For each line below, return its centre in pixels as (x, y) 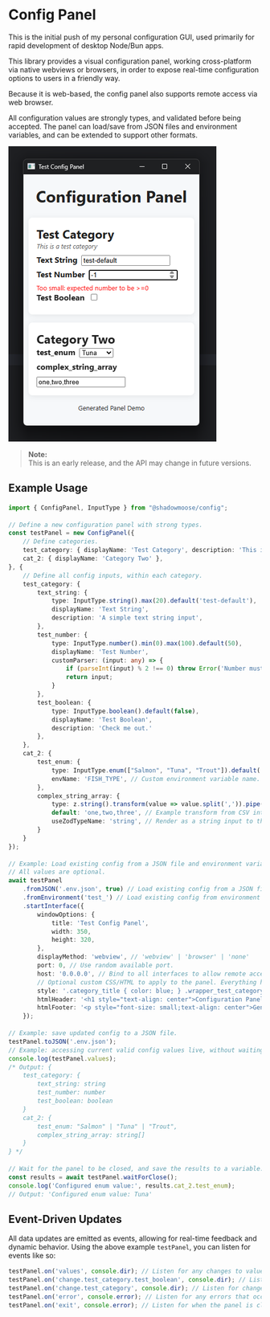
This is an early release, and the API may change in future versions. (139, 463)
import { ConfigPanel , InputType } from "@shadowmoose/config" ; (118, 508)
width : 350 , (71, 931)
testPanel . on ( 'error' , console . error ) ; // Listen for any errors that (129, 1297)
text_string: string (72, 1084)
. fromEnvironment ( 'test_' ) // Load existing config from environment (142, 898)
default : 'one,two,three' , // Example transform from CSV (150, 813)
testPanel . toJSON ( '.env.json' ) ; (62, 1041)
